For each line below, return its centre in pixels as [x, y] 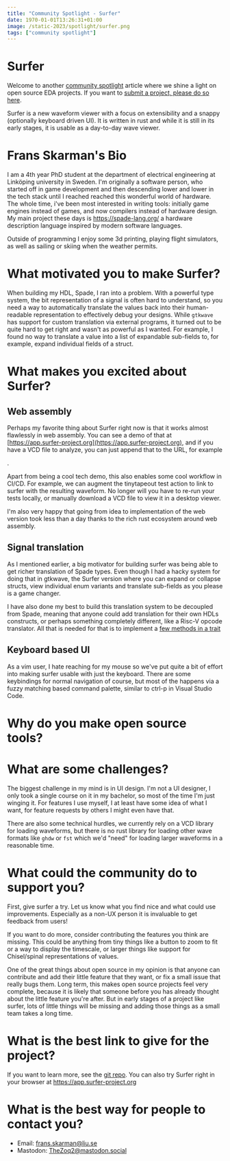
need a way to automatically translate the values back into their [96, 308]
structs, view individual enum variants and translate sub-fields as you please [115, 586]
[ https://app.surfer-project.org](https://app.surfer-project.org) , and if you [110, 442]
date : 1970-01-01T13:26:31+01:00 [55, 20]
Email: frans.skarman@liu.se [57, 1143]
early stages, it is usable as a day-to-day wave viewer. [84, 128]
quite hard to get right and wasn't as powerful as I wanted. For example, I [110, 329]
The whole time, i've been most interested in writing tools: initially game [108, 204]
